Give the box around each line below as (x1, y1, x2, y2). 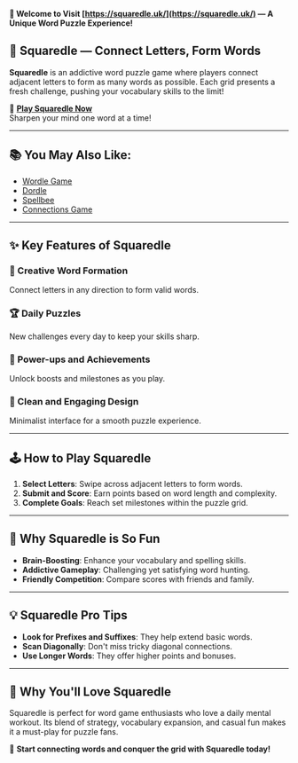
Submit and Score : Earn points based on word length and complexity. (21, 488, 278, 499)
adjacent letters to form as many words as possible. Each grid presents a (9, 76, 276, 87)
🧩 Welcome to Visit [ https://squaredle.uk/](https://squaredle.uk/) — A (9, 9, 273, 19)
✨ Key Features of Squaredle (9, 238, 171, 253)
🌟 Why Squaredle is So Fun (9, 531, 161, 547)
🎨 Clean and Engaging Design (9, 395, 139, 407)
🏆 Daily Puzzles (9, 307, 82, 319)
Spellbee (21, 194, 55, 205)
